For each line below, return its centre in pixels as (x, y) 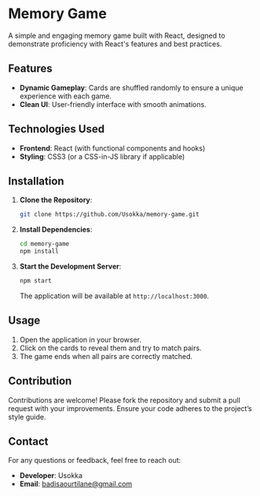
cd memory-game (44, 244)
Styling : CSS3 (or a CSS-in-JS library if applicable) (102, 156)
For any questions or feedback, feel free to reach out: (95, 461)
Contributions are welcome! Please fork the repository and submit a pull (125, 400)
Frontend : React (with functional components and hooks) (112, 148)
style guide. (27, 416)
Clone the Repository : (56, 200)
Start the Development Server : (70, 266)
